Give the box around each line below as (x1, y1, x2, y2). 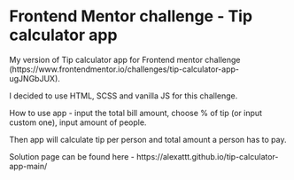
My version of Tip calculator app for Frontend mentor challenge (9, 54, 241, 65)
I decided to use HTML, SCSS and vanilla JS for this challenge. (9, 90, 238, 101)
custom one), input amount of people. (9, 117, 147, 128)
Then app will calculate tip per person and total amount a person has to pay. (9, 134, 287, 145)
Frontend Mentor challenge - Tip (9, 6, 253, 27)
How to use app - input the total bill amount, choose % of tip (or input (9, 107, 263, 118)
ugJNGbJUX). (9, 73, 60, 83)
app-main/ (9, 160, 48, 171)
